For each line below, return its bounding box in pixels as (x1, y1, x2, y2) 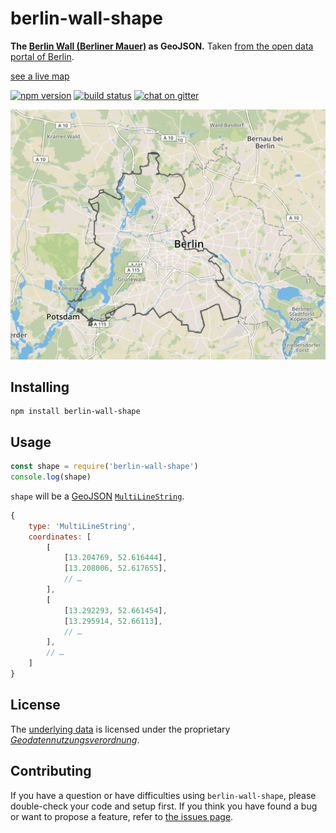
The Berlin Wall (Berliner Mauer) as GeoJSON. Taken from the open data (10, 40, 314, 52)
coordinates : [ (28, 532, 92, 542)
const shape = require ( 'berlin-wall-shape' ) (10, 462, 199, 472)
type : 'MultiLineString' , (28, 521, 137, 531)
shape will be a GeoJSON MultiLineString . (10, 490, 185, 502)
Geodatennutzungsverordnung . (10, 733, 140, 746)
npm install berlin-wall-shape (10, 407, 141, 417)
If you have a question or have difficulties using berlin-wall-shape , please (10, 789, 317, 801)
